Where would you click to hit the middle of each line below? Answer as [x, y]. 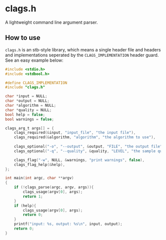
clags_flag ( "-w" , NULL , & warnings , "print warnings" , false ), [79, 160]
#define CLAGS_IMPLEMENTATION [36, 83]
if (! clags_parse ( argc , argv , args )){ [54, 187]
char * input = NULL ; [26, 96]
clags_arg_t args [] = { [30, 128]
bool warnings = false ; [30, 119]
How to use [23, 38]
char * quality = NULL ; [28, 110]
